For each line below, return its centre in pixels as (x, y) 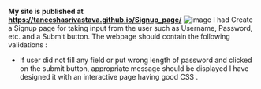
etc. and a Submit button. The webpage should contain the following (119, 36)
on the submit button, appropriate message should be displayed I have (134, 69)
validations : (28, 45)
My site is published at (46, 11)
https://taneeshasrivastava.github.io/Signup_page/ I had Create (131, 20)
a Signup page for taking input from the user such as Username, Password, (130, 28)
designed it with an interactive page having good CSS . (109, 77)
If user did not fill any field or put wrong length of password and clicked (136, 60)
